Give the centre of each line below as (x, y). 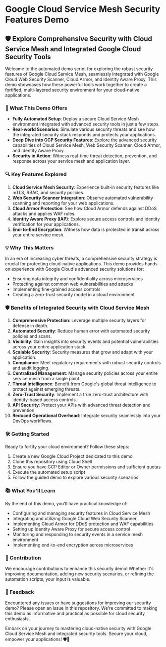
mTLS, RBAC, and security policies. (48, 192)
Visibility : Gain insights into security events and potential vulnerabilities (85, 341)
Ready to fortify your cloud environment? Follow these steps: (67, 447)
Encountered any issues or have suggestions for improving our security (78, 603)
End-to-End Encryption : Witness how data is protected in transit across (86, 229)
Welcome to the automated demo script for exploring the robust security (79, 69)
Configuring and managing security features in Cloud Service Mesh (81, 513)
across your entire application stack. (49, 347)
